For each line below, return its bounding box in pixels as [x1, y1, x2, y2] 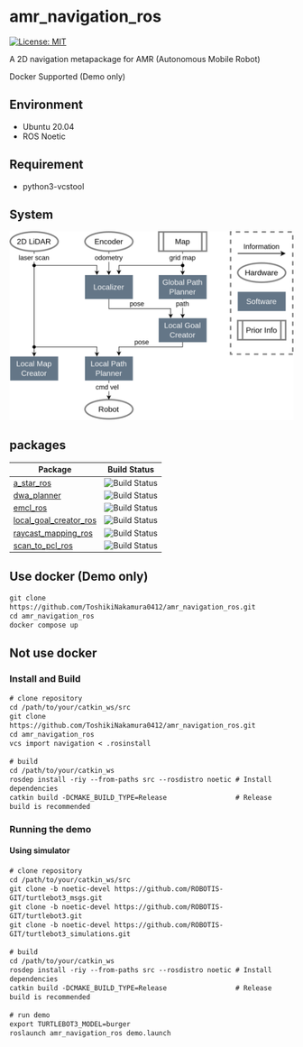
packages [9, 437, 66, 453]
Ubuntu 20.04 [22, 121, 75, 132]
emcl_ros [13, 502, 48, 513]
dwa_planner [13, 490, 61, 501]
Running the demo [9, 822, 92, 835]
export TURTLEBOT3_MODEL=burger [9, 1020, 131, 1029]
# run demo [9, 1011, 50, 1020]
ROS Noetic [22, 131, 66, 142]
